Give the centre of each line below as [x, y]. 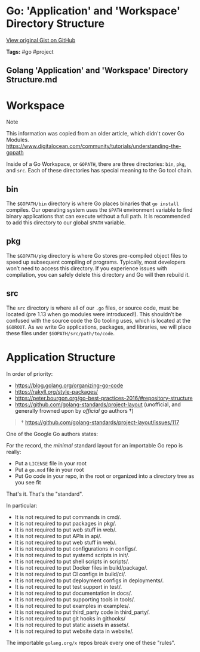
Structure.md [32, 80]
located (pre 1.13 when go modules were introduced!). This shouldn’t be [94, 314]
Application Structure [61, 357]
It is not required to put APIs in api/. [58, 536]
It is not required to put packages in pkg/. [65, 523]
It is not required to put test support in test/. [68, 586]
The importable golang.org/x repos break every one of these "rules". [91, 642]
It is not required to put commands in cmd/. [68, 517]
